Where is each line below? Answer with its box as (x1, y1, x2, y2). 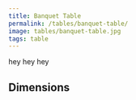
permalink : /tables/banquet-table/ (8, 20, 129, 28)
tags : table (8, 34, 49, 43)
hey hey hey (8, 57, 49, 67)
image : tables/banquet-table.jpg (8, 27, 121, 35)
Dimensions (8, 80, 70, 94)
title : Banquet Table (8, 11, 82, 20)
